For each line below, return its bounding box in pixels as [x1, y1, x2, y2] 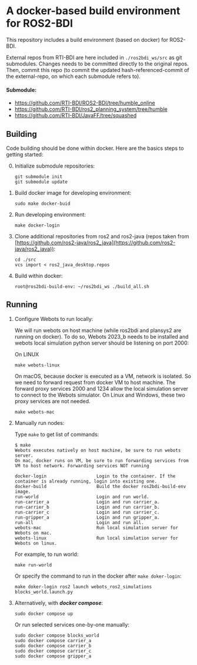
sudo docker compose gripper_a [14, 653, 92, 659]
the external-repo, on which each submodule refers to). [6, 73, 141, 80]
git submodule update [14, 179, 68, 185]
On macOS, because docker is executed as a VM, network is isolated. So [14, 372, 192, 379]
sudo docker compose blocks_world [14, 633, 99, 638]
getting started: [6, 150, 44, 158]
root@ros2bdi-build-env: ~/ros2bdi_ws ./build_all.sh [14, 283, 149, 290]
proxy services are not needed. [14, 397, 91, 405]
